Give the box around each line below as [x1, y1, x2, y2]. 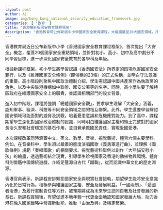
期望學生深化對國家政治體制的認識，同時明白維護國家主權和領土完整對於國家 [5, 119, 158, 124]
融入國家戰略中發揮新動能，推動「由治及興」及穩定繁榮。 [13, 200, 129, 206]
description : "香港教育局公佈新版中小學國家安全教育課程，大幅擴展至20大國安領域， [5, 30, 156, 34]
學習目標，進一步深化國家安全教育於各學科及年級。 [9, 56, 112, 61]
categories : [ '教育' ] [5, 20, 52, 26]
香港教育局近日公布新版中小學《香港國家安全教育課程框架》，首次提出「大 [5, 44, 152, 49]
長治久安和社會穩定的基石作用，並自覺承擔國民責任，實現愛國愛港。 [5, 125, 141, 130]
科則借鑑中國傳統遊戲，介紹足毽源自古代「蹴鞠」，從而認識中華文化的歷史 [5, 160, 152, 165]
